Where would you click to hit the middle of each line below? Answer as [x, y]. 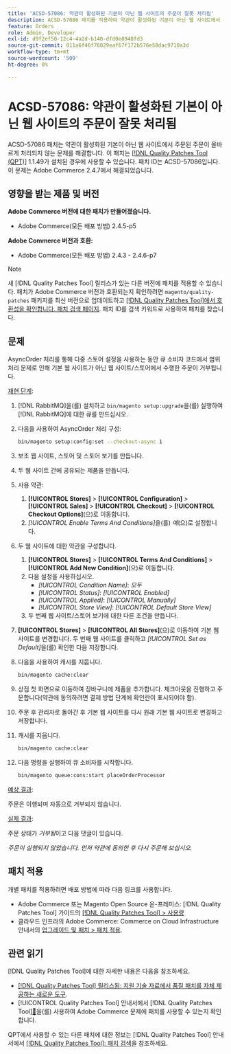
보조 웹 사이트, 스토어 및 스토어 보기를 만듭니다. [81, 456]
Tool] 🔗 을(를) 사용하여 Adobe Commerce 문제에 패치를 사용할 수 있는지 [113, 1011]
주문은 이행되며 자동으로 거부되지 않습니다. [65, 804]
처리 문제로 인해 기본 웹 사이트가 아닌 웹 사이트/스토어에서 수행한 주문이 [103, 368]
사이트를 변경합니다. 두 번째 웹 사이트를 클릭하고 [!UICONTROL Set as [112, 639]
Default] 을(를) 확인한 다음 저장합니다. [68, 647]
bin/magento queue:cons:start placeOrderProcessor [92, 775]
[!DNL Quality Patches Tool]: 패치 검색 [79, 1043]
